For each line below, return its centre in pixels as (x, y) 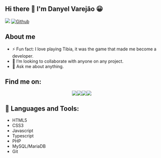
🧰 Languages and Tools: (42, 108)
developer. (23, 56)
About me (20, 37)
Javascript (23, 131)
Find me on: (23, 82)
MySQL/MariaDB (29, 146)
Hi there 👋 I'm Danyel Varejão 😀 (54, 9)
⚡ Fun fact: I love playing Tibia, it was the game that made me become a (84, 49)
